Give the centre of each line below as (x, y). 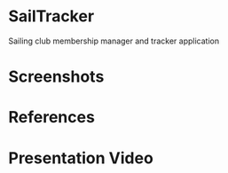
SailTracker (51, 16)
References (51, 118)
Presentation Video (81, 158)
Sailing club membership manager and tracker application (114, 41)
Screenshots (56, 77)
